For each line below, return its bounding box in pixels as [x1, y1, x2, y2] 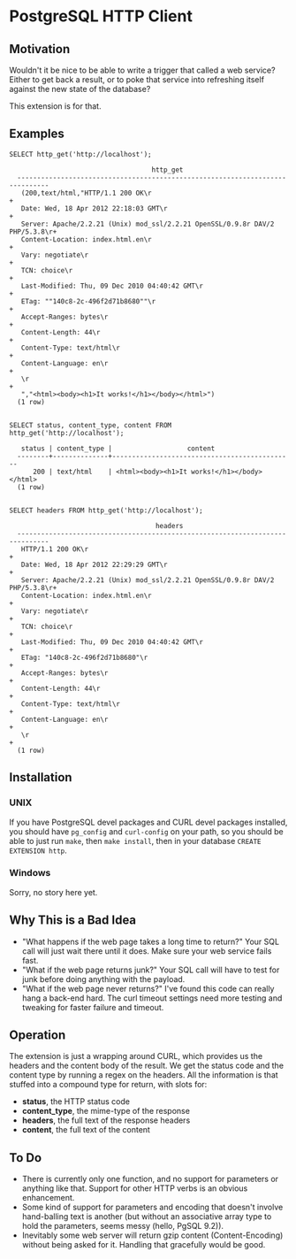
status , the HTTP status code [21, 1096, 131, 1107]
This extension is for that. [9, 101, 102, 111]
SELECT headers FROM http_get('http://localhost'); [9, 506, 203, 515]
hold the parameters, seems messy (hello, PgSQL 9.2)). [21, 1221, 224, 1232]
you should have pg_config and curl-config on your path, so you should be [9, 825, 285, 837]
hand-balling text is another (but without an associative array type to [21, 1211, 272, 1222]
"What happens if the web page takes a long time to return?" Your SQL [21, 936, 280, 947]
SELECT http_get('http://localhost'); [9, 150, 152, 158]
